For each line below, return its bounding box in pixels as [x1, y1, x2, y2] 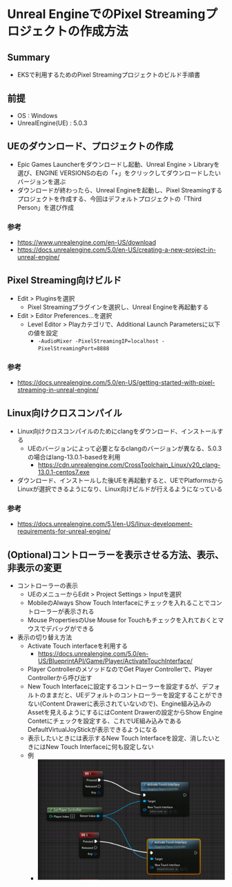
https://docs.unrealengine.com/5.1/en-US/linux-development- [17, 520, 193, 528]
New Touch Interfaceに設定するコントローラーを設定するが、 [27, 682, 202, 690]
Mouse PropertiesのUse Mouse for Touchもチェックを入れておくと [27, 615, 218, 624]
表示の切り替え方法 [17, 632, 72, 641]
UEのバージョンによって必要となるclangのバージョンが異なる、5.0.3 [27, 444, 222, 452]
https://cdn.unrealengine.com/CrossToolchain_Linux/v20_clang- [37, 460, 221, 469]
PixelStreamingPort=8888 [37, 345, 110, 352]
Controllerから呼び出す [27, 673, 93, 681]
